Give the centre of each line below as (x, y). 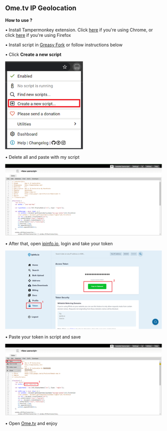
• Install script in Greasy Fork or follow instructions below (64, 45)
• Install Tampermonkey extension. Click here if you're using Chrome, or (79, 30)
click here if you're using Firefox (38, 35)
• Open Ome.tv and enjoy (31, 424)
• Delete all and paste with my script (42, 157)
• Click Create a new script (33, 54)
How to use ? (19, 20)
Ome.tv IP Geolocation (41, 8)
